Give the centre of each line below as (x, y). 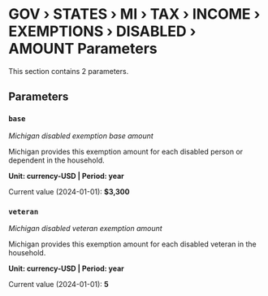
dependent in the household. (56, 160)
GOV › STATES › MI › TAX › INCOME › (134, 14)
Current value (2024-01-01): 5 (58, 284)
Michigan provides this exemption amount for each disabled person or (126, 151)
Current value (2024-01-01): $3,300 (69, 191)
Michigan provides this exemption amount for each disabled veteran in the (133, 244)
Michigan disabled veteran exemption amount (85, 228)
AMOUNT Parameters (83, 49)
